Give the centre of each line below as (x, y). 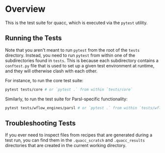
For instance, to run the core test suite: (44, 80)
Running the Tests (34, 38)
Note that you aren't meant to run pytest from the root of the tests (72, 50)
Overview (25, 9)
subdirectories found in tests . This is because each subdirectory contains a (82, 61)
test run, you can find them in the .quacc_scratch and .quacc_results (75, 140)
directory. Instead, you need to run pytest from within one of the (70, 55)
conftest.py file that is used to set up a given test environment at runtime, (80, 65)
